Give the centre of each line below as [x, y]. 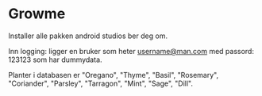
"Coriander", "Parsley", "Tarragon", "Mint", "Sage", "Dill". [100, 83]
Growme [37, 14]
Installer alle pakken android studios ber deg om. [88, 36]
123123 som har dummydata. [55, 60]
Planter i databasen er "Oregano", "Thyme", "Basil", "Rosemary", [114, 75]
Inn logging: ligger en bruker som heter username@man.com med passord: [131, 51]
